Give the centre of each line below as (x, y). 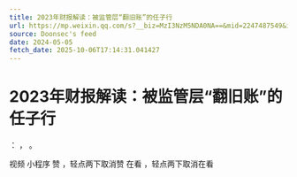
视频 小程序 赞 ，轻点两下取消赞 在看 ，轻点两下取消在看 (111, 164)
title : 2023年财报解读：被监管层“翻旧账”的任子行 (91, 17)
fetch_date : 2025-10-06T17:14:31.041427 (85, 50)
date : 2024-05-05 (41, 42)
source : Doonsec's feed (53, 34)
